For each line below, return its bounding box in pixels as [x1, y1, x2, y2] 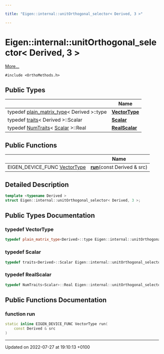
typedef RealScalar [5, 271, 52, 278]
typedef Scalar [5, 249, 41, 255]
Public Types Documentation [5, 211, 95, 220]
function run [5, 311, 36, 317]
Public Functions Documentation [5, 296, 107, 304]
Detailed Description [5, 180, 69, 188]
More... [5, 63, 20, 69]
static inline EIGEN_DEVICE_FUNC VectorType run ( [5, 322, 108, 327]
